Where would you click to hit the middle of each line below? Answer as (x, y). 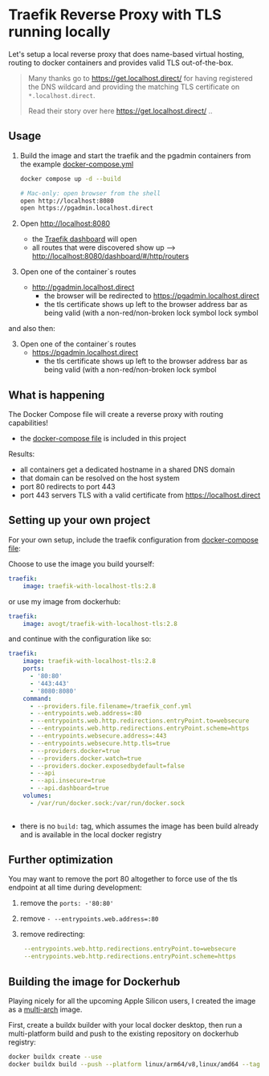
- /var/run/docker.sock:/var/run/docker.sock (107, 803)
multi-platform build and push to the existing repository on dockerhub (124, 1033)
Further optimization (61, 860)
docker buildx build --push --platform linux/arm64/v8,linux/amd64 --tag (134, 1064)
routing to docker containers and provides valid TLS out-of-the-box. (121, 63)
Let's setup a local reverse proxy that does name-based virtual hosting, (126, 54)
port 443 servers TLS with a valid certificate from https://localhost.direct (140, 495)
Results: (22, 454)
